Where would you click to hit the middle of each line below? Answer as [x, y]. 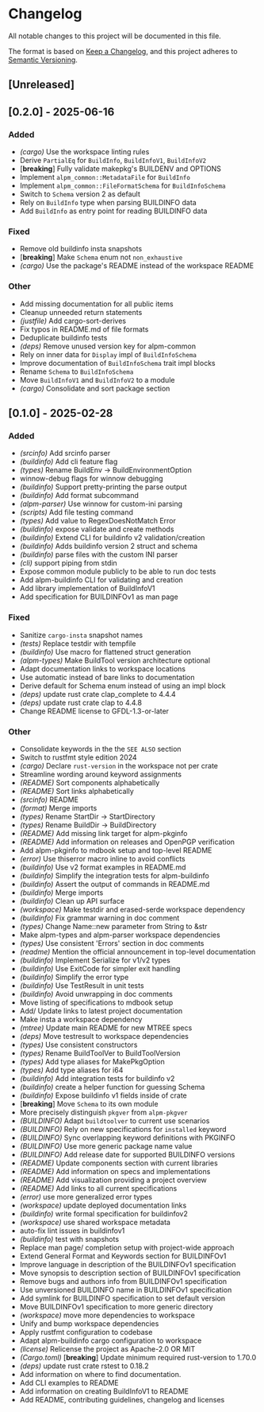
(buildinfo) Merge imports [61, 893]
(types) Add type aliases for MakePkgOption [92, 1061]
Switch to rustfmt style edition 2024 [78, 757]
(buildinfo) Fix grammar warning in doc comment [99, 918]
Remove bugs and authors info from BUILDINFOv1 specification [123, 1281]
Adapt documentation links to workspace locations [103, 668]
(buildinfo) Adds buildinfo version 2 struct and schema [109, 547]
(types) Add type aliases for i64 [71, 1070]
